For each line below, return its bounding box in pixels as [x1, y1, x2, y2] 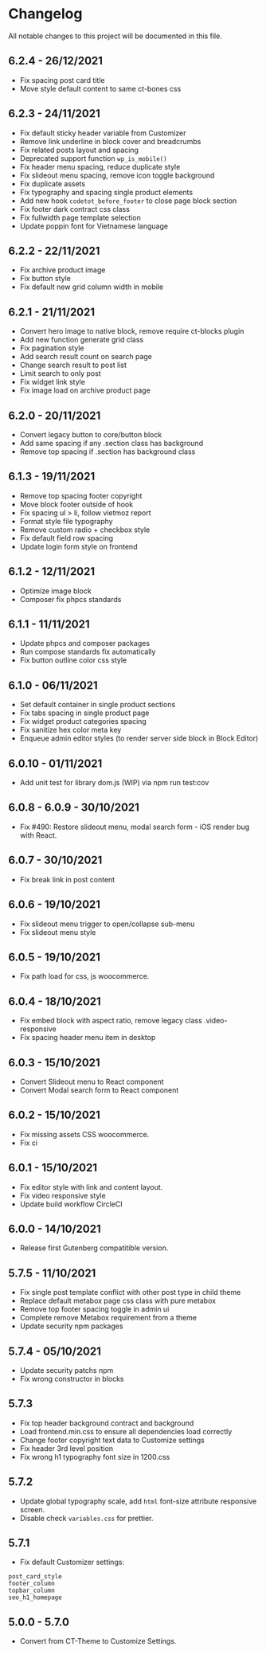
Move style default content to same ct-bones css [19, 84, 182, 93]
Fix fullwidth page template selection [19, 213, 141, 222]
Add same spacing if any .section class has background [19, 439, 204, 448]
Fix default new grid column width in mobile [19, 282, 164, 291]
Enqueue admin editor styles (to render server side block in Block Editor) [19, 733, 259, 743]
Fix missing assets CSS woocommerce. [19, 1129, 150, 1139]
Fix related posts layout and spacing [19, 145, 139, 154]
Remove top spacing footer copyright [19, 491, 143, 500]
